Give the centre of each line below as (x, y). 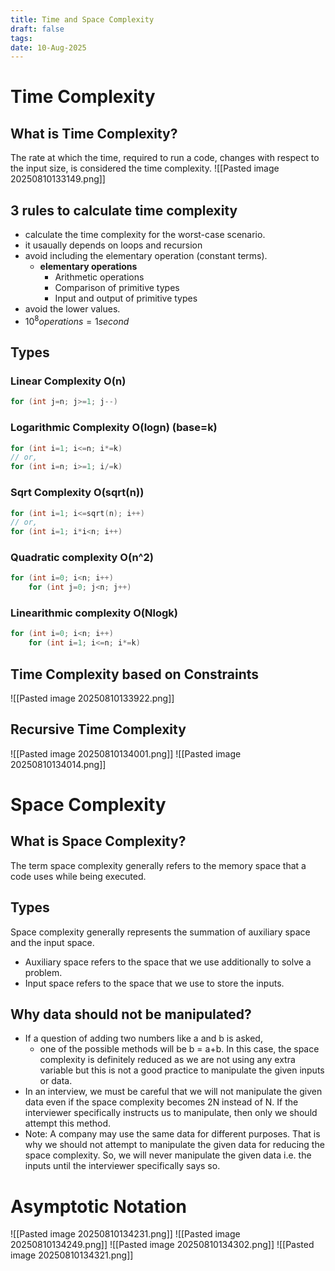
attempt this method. (68, 1123)
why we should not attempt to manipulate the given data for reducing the (174, 1145)
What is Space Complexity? (98, 841)
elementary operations (88, 267)
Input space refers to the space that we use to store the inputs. (154, 983)
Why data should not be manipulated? (131, 1014)
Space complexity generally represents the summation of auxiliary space (160, 932)
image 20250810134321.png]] (72, 1255)
